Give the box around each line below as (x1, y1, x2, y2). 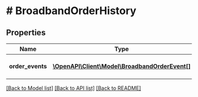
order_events (9, 62, 47, 70)
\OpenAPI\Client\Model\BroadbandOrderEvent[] (52, 62, 191, 70)
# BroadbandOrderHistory (6, 4, 137, 18)
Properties (6, 28, 46, 38)
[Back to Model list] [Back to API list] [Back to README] (6, 85, 141, 92)
